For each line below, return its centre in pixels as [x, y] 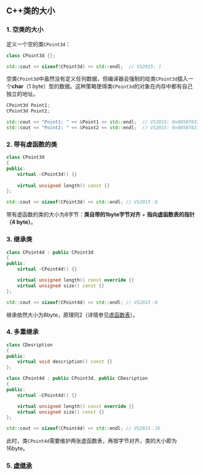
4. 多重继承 [22, 332]
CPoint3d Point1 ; [28, 106]
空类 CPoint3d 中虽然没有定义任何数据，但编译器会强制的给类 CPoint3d [92, 79]
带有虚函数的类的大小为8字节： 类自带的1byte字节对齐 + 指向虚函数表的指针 [101, 215]
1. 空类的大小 [25, 30]
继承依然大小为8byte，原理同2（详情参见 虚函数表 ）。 [72, 315]
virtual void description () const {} [65, 362]
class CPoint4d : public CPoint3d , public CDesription [77, 379]
